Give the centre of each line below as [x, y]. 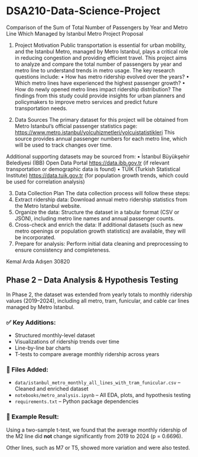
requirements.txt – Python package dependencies [77, 401]
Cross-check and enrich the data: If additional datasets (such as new [99, 224]
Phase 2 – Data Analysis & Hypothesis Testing [92, 280]
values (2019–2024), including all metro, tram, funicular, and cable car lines [98, 300]
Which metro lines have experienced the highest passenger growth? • [100, 83]
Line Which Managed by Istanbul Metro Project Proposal [75, 33]
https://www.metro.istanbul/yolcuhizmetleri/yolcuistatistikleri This [95, 132]
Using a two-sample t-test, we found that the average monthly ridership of [97, 430]
